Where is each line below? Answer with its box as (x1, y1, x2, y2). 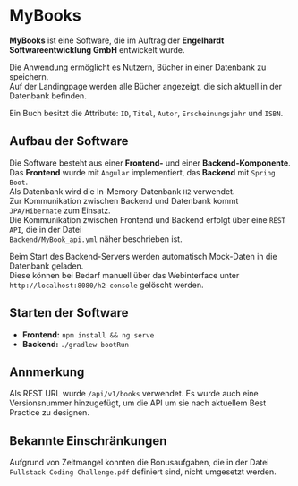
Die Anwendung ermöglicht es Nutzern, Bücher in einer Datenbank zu (9, 62, 267, 72)
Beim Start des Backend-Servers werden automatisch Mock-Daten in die (9, 251, 277, 261)
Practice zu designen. (9, 407, 89, 418)
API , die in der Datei (9, 224, 82, 234)
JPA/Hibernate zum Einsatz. (9, 205, 111, 216)
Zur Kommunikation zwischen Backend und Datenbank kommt (9, 195, 239, 206)
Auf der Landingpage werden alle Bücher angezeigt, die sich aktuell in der (9, 81, 283, 91)
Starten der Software (9, 305, 129, 320)
